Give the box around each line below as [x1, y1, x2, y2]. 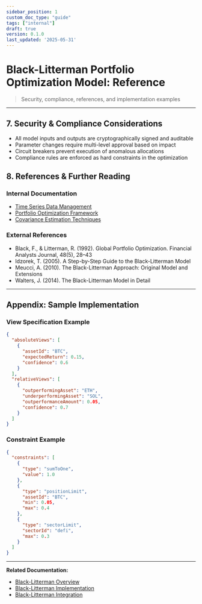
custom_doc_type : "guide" [6, 14, 71, 20]
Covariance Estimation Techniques [14, 216, 101, 223]
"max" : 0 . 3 [22, 533, 50, 540]
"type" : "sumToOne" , [22, 466, 74, 472]
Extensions [14, 270, 43, 277]
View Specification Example [6, 318, 90, 326]
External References [6, 231, 67, 239]
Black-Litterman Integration [14, 591, 83, 599]
